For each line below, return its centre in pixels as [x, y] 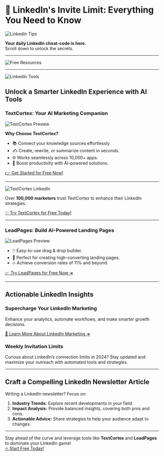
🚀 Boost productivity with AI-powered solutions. [60, 163]
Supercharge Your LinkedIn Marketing [51, 308]
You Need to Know [43, 20]
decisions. [15, 324]
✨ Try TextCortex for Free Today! [38, 213]
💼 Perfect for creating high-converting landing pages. [66, 258]
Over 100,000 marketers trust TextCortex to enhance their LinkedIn [73, 198]
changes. [21, 424]
